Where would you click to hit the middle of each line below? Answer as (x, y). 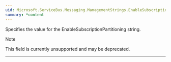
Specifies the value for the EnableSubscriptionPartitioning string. (73, 29)
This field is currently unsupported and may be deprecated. (68, 49)
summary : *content (25, 15)
